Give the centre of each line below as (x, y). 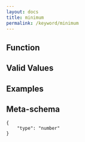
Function (23, 47)
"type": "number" (39, 128)
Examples (25, 89)
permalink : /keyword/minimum (42, 23)
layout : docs (22, 12)
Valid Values (30, 68)
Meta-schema (33, 109)
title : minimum (25, 18)
